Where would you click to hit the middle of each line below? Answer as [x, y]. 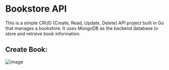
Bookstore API [36, 9]
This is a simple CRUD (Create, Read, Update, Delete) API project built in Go [85, 23]
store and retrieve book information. [43, 33]
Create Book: [26, 49]
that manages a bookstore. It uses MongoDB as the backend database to [82, 28]
